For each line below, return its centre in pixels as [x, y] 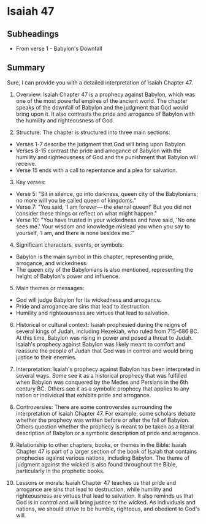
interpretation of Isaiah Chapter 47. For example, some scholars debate [105, 413]
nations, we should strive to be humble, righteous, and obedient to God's [108, 509]
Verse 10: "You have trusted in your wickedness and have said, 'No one [106, 220]
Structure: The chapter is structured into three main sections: [93, 132]
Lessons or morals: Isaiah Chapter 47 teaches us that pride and [96, 482]
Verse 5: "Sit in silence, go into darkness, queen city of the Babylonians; [107, 193]
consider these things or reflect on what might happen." [86, 213]
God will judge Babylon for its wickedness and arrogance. [89, 300]
